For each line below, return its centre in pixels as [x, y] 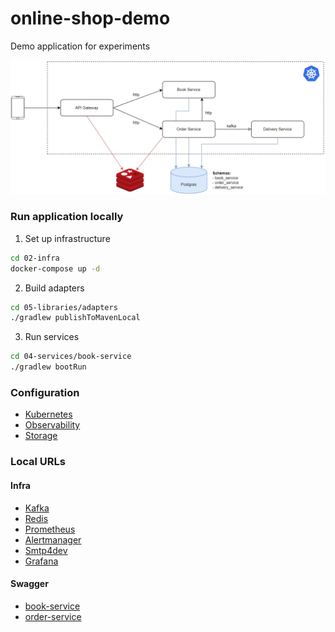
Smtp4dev [46, 550]
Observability [52, 425]
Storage [41, 436]
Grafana [41, 561]
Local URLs [38, 462]
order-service [53, 616]
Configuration [45, 392]
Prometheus [50, 529]
